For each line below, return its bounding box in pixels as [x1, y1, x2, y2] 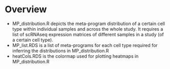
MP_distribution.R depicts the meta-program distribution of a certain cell [12, 20, 165, 27]
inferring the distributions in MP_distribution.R [12, 48, 109, 54]
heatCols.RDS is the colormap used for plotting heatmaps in [12, 53, 139, 59]
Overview [5, 4, 47, 15]
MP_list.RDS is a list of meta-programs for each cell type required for [12, 42, 158, 48]
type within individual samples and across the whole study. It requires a [12, 26, 163, 32]
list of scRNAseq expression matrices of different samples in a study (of [12, 31, 164, 37]
